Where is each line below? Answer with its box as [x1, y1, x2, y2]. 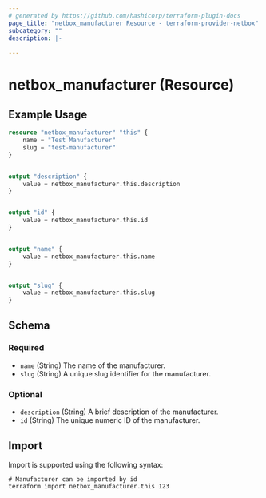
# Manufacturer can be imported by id [8, 475, 137, 484]
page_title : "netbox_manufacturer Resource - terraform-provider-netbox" [8, 19, 260, 27]
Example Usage [8, 107, 88, 121]
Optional [8, 388, 42, 400]
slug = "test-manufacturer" [22, 143, 116, 152]
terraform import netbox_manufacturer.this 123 [8, 482, 170, 490]
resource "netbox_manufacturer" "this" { [8, 129, 149, 137]
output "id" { [8, 209, 56, 217]
